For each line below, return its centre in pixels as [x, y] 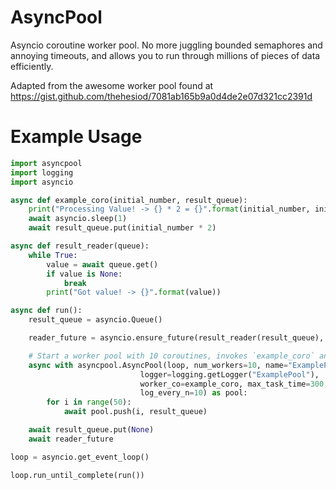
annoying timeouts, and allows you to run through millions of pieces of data [165, 55]
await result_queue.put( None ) [91, 430]
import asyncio [42, 182]
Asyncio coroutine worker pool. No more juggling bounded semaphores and [166, 45]
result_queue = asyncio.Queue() [95, 320]
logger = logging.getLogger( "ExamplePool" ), [229, 374]
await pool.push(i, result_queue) [135, 412]
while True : [53, 255]
